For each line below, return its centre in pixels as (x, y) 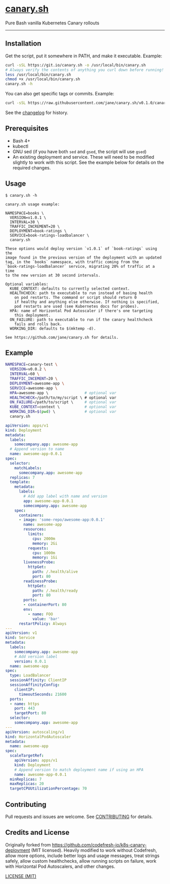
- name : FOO (40, 614)
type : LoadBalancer (30, 676)
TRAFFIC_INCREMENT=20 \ (35, 226)
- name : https (25, 704)
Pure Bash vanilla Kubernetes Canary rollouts (52, 23)
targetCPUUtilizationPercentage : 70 (48, 789)
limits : (36, 534)
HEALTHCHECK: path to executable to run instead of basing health (81, 293)
